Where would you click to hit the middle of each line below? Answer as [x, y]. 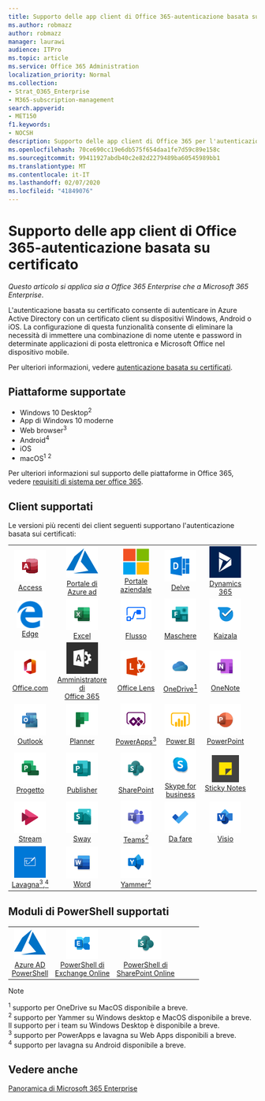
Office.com [30, 688]
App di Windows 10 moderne [67, 421]
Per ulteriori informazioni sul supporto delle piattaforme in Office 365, [121, 474]
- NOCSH [21, 133]
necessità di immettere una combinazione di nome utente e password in [125, 335]
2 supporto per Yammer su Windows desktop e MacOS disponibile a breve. [130, 1017]
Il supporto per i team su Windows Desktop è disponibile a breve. [114, 1025]
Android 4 [34, 439]
